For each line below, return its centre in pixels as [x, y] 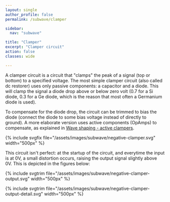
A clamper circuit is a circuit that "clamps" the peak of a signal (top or [78, 75]
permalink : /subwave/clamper [36, 19]
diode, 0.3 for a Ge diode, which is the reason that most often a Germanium [84, 96]
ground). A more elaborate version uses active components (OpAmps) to [81, 122]
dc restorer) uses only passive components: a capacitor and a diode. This [82, 86]
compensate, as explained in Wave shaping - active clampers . [70, 128]
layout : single [21, 10]
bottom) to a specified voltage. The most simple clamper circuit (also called [84, 80]
